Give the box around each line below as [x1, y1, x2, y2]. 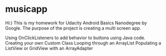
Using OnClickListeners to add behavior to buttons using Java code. [5, 35, 146, 41]
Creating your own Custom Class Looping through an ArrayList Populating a [5, 40, 161, 46]
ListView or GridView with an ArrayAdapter [5, 45, 93, 51]
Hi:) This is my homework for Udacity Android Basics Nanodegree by [5, 20, 147, 26]
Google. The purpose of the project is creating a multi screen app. [5, 25, 141, 31]
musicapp [5, 3, 47, 15]
